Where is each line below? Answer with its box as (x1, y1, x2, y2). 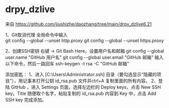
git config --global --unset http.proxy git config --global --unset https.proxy (5, 37, 164, 44)
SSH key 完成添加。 (5, 96, 47, 102)
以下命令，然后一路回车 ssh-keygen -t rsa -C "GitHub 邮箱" (5, 60, 129, 66)
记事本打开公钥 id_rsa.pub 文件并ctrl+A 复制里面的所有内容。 (22, 78, 150, 84)
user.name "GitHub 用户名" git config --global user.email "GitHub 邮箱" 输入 (5, 54, 164, 60)
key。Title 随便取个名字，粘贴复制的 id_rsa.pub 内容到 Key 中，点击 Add (5, 90, 156, 96)
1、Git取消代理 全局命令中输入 (5, 31, 68, 38)
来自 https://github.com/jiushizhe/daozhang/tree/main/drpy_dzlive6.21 (5, 21, 152, 27)
